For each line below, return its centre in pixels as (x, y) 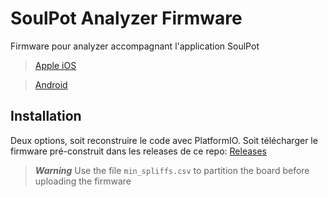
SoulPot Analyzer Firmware (126, 18)
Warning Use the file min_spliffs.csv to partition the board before (172, 170)
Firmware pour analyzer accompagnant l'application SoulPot (135, 46)
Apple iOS (55, 65)
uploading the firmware (83, 181)
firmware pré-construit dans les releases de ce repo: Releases (139, 151)
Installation (46, 116)
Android (51, 84)
